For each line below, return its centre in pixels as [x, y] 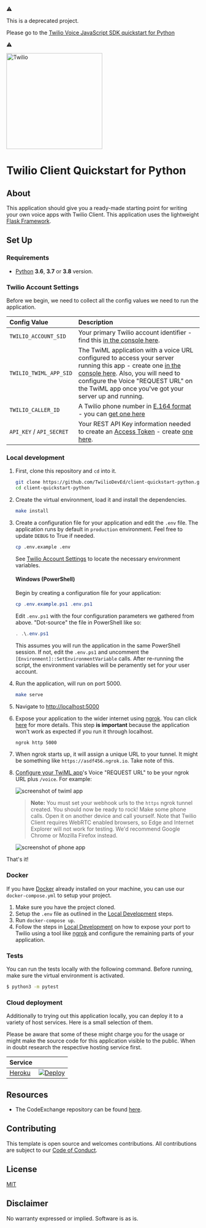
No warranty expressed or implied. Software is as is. [72, 1218]
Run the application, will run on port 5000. [68, 683]
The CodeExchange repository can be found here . [78, 1109]
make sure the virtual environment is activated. [65, 976]
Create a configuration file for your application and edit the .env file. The [107, 523]
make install [32, 511]
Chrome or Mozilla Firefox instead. [74, 836]
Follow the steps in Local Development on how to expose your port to [103, 927]
